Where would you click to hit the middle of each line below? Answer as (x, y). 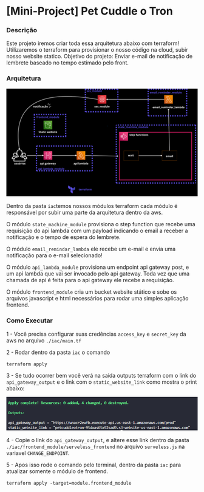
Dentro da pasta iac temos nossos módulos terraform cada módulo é (92, 206)
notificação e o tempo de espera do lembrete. (63, 237)
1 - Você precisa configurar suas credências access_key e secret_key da (96, 334)
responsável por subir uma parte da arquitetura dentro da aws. (85, 213)
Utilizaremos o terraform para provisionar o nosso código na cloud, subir (97, 50)
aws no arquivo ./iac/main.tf (44, 340)
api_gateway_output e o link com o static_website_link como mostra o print (102, 382)
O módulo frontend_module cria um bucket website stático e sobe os (92, 292)
